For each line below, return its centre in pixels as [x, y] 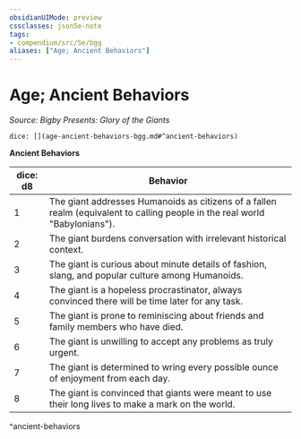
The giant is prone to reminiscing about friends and [156, 316]
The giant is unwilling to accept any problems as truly [161, 341]
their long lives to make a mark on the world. [142, 404]
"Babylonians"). [82, 224]
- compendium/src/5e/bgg [56, 43]
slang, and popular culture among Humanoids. [146, 276]
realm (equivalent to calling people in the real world [157, 213]
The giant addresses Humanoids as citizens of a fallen [163, 202]
